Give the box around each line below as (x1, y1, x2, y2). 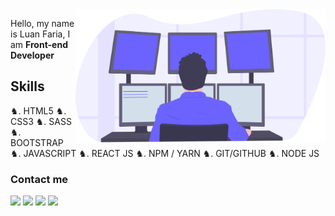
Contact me (10, 172, 69, 186)
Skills (10, 78, 45, 95)
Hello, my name (10, 18, 75, 29)
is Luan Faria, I (10, 28, 71, 40)
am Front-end (10, 39, 68, 50)
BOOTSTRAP (10, 136, 64, 148)
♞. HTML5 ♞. (10, 104, 67, 117)
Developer (10, 49, 55, 61)
